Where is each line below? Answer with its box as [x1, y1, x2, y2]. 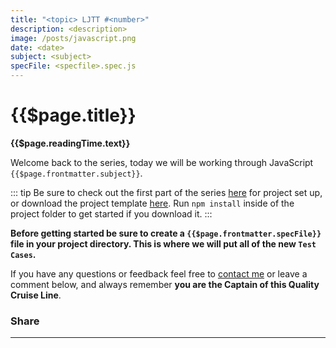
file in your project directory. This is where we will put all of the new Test [10, 237, 317, 250]
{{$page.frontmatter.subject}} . [10, 167, 143, 179]
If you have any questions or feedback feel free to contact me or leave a [10, 267, 308, 280]
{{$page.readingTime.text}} [10, 137, 131, 149]
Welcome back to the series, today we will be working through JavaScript [10, 156, 314, 168]
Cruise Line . [10, 289, 62, 301]
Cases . [10, 248, 37, 260]
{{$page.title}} [10, 104, 137, 127]
